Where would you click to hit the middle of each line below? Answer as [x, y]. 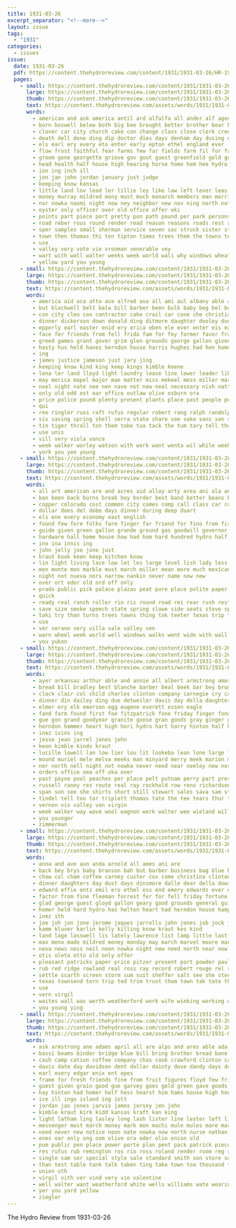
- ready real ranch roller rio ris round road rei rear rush [124, 602]
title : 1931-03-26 [34, 14]
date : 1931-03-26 [39, 66]
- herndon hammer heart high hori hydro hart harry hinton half [129, 727]
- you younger [53, 818]
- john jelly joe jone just [73, 550]
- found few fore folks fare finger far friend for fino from [125, 524]
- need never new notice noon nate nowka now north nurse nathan [130, 1132]
